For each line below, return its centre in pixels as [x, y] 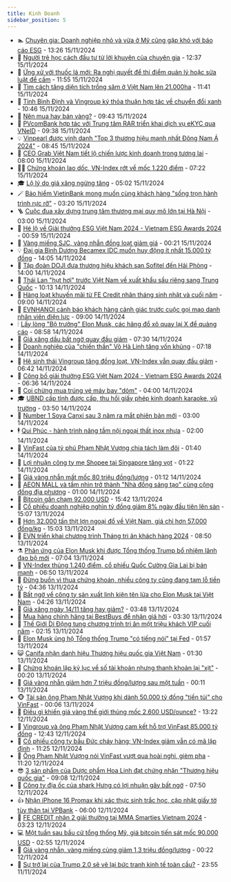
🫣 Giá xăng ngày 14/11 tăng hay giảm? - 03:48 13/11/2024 [98, 609]
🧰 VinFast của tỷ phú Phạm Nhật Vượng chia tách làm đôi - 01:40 [109, 448]
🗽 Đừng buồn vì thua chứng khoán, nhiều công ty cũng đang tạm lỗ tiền [119, 580]
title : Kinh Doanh [33, 13]
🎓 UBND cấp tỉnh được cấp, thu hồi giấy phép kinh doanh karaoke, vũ [117, 398]
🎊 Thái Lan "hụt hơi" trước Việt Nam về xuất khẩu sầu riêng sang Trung [118, 280]
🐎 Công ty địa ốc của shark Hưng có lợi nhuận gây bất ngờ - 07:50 [111, 785]
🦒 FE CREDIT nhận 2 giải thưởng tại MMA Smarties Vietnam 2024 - [112, 817]
